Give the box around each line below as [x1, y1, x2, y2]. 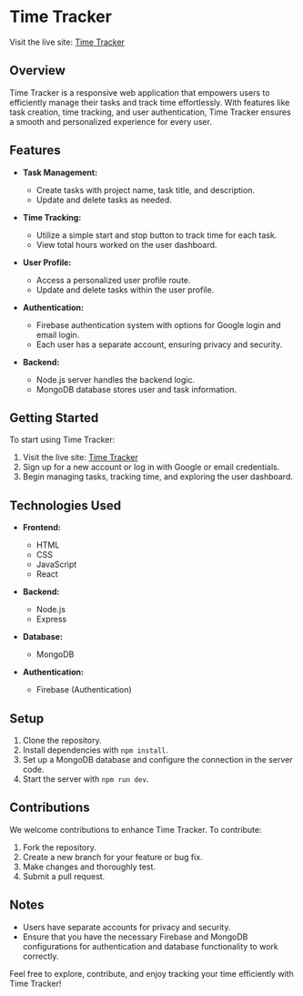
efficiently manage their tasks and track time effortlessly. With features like [9, 97, 290, 108]
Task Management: [22, 167, 98, 178]
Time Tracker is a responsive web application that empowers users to [9, 87, 270, 98]
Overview [9, 63, 66, 78]
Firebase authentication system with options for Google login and [35, 319, 281, 330]
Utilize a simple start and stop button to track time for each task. [35, 230, 278, 241]
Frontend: [22, 522, 61, 533]
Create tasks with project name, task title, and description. [35, 184, 256, 195]
